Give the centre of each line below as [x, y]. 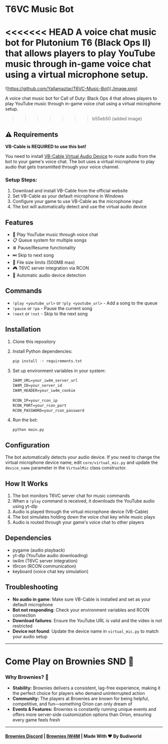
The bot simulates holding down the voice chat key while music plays [84, 517]
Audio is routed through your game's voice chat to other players [78, 523]
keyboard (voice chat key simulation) [50, 571]
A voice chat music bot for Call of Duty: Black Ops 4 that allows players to [81, 98]
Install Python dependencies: [42, 351]
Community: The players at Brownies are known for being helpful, [81, 699]
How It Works [27, 484]
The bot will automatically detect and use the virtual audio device [79, 207]
